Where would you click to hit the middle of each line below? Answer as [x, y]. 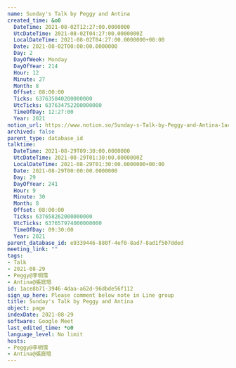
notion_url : [25, 125]
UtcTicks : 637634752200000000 [58, 106]
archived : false [31, 132]
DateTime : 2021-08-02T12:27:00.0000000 [72, 27]
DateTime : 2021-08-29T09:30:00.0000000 [72, 151]
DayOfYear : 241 [36, 184]
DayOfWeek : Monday [41, 60]
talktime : [22, 145]
